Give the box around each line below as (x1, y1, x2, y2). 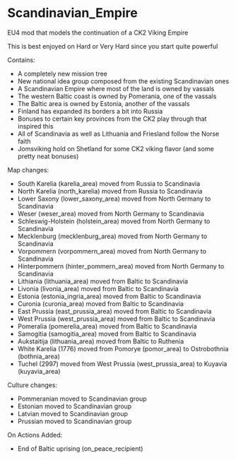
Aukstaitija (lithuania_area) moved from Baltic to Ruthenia (17, 337, 184, 346)
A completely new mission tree (17, 69, 107, 78)
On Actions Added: (7, 430, 63, 439)
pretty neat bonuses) (17, 152, 79, 160)
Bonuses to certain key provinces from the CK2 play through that (17, 114, 207, 123)
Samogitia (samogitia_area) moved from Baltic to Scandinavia (17, 329, 196, 338)
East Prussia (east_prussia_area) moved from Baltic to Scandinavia (17, 307, 212, 315)
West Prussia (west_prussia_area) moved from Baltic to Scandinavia (17, 314, 216, 323)
